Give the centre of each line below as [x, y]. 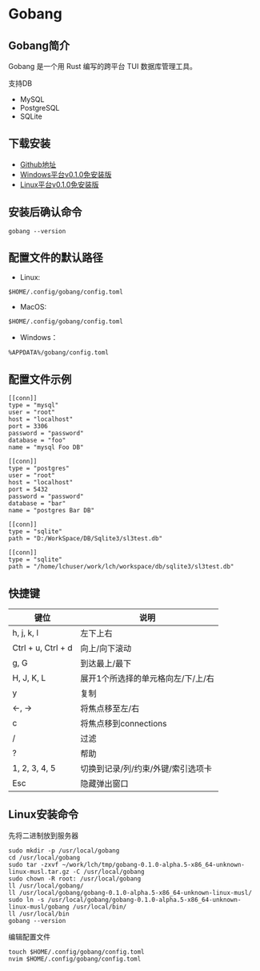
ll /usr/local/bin [39, 914]
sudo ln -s [26, 900]
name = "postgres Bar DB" [51, 511]
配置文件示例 [40, 379]
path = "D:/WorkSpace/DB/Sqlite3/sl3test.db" [85, 539]
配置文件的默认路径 [56, 258]
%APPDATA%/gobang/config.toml [59, 353]
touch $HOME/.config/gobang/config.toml [77, 952]
